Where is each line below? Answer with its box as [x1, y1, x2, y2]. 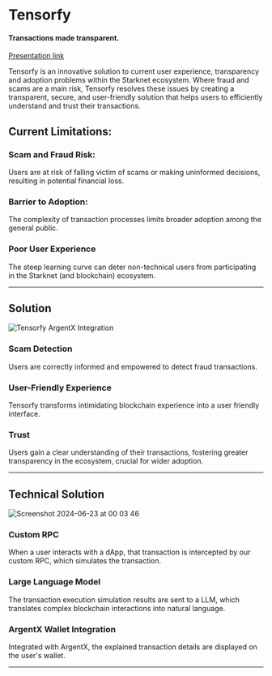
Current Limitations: [8, 124, 113, 139]
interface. [8, 409, 40, 419]
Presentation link [8, 51, 65, 61]
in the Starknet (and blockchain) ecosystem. [8, 270, 156, 280]
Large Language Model [8, 576, 101, 588]
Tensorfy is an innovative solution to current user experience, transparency [8, 66, 259, 76]
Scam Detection [8, 343, 73, 354]
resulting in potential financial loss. [8, 176, 124, 186]
